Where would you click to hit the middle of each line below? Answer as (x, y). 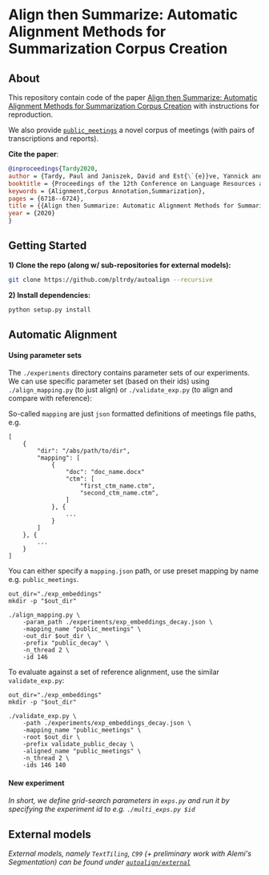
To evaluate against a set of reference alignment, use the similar (114, 672)
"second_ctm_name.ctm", (119, 493)
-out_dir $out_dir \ (57, 636)
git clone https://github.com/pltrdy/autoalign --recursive (111, 279)
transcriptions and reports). (53, 138)
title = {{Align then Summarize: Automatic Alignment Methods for (121, 206)
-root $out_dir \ (52, 737)
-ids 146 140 (44, 765)
